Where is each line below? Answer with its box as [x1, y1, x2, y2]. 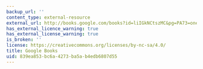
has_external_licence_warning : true [6, 25, 98, 32]
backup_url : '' [6, 8, 45, 15]
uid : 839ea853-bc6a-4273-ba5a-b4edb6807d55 [6, 53, 118, 59]
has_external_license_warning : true [6, 31, 98, 37]
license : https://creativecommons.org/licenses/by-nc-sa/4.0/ [6, 43, 166, 49]
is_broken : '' [6, 37, 42, 43]
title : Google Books [6, 48, 59, 54]
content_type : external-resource [6, 14, 91, 20]
